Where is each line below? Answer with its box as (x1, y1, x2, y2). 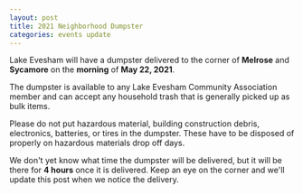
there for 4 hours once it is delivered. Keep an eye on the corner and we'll (9, 164, 285, 176)
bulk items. (9, 101, 51, 112)
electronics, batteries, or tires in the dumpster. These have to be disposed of (9, 128, 295, 139)
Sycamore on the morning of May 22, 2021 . (9, 64, 175, 75)
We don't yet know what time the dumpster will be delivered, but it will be (9, 155, 283, 166)
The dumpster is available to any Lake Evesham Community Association (9, 82, 278, 93)
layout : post (9, 13, 59, 23)
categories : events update (9, 30, 111, 39)
